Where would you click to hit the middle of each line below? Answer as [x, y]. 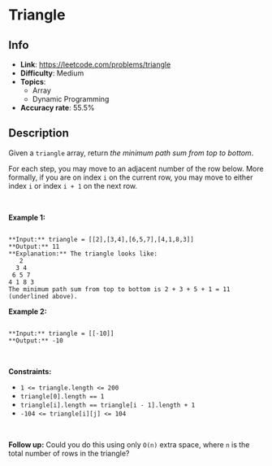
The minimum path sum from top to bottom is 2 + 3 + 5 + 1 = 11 [119, 289]
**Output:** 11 [34, 246]
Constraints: [30, 371]
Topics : [33, 82]
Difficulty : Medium [52, 73]
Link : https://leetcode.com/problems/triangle [95, 64]
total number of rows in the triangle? [69, 453]
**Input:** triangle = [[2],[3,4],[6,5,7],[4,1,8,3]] [101, 239]
